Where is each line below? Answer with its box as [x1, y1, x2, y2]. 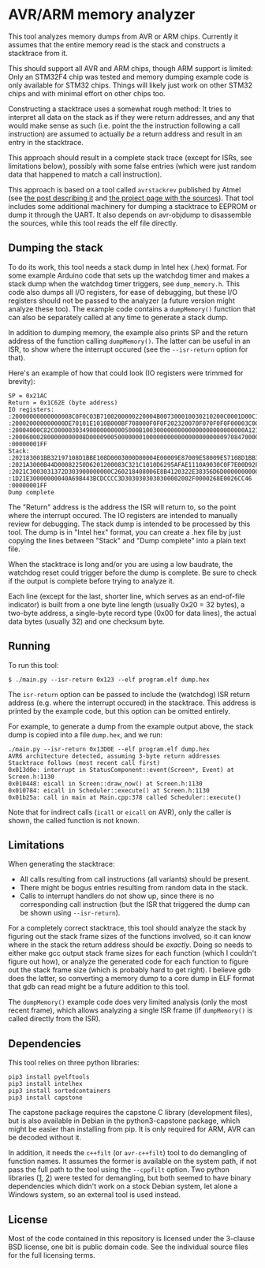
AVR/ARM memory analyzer [8, 6, 196, 24]
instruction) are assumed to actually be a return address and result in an [8, 129, 243, 139]
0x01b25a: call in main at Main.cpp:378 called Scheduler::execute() [8, 793, 242, 801]
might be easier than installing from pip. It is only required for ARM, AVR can [8, 1124, 256, 1134]
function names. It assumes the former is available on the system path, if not [8, 1157, 257, 1166]
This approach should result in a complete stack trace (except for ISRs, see [8, 152, 252, 162]
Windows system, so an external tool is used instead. [8, 1190, 181, 1199]
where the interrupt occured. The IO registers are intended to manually [8, 510, 238, 520]
